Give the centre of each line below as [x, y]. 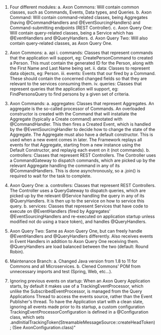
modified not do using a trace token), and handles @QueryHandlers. [78, 222]
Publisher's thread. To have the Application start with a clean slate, [76, 302]
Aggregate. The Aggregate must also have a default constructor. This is [81, 134]
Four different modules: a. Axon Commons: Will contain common [74, 7]
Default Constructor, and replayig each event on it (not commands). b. [80, 150]
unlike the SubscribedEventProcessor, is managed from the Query [76, 291]
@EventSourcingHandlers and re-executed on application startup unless [82, 216]
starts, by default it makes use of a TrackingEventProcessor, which [76, 286]
